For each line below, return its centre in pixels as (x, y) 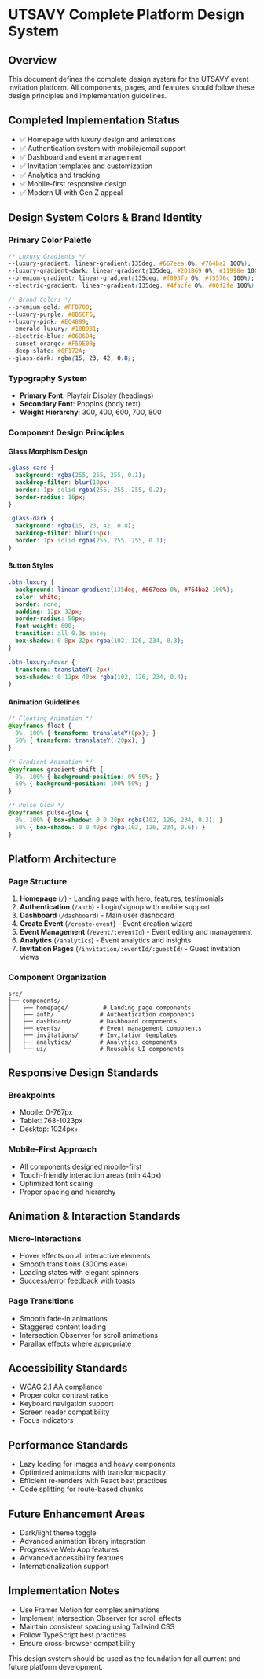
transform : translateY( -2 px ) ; (64, 670)
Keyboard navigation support (66, 1404)
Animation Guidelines (44, 702)
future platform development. (56, 1666)
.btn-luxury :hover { (42, 662)
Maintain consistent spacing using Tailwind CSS (97, 1626)
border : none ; (38, 604)
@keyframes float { (40, 726)
